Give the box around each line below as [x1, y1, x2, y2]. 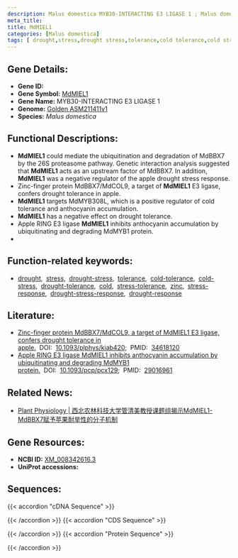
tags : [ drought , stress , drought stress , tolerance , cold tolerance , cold [7, 37, 220, 44]
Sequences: [7, 483, 62, 496]
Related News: [7, 386, 73, 398]
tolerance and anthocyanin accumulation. [17, 204, 139, 213]
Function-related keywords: [7, 255, 133, 267]
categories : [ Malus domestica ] [7, 30, 100, 38]
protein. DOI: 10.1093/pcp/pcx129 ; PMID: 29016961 [17, 366, 173, 375]
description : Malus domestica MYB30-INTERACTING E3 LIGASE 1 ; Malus [7, 10, 217, 18]
